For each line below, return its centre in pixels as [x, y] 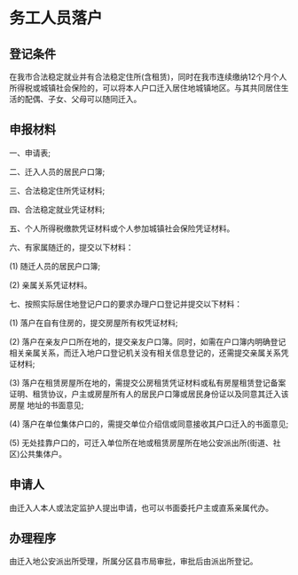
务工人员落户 [56, 18]
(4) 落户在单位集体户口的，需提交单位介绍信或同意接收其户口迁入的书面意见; [149, 424]
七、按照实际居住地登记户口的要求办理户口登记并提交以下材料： [125, 304]
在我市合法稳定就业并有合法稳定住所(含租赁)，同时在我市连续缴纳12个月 [141, 77]
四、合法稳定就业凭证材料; [57, 209]
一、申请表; [30, 153]
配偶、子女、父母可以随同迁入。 [83, 99]
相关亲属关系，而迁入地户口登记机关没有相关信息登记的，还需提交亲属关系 [145, 353]
